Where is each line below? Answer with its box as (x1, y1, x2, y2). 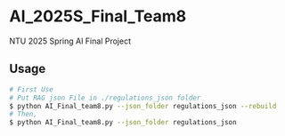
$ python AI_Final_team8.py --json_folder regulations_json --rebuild (9, 101, 277, 110)
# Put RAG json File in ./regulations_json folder (9, 93, 201, 102)
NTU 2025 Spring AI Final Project (9, 36, 132, 46)
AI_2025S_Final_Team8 (9, 6, 187, 27)
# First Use (9, 84, 53, 94)
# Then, (9, 109, 38, 119)
